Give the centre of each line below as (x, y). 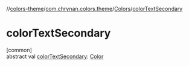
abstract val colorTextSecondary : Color (55, 56)
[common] (19, 50)
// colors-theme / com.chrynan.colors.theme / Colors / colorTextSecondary (94, 9)
